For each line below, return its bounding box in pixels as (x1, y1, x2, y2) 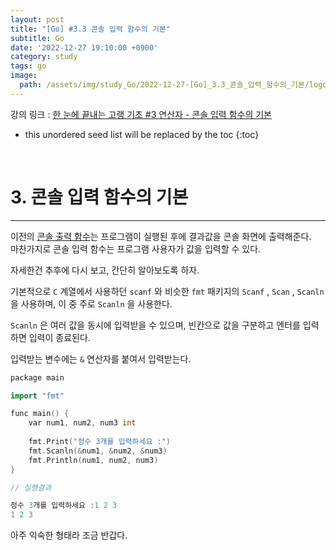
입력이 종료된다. (28, 331, 91, 343)
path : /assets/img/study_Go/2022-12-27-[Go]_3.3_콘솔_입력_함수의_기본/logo (19, 80, 328, 90)
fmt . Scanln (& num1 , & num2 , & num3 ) (28, 446, 168, 456)
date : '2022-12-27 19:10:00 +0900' (10, 42, 159, 53)
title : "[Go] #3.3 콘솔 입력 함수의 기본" (10, 24, 171, 34)
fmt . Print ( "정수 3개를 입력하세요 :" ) (28, 437, 172, 447)
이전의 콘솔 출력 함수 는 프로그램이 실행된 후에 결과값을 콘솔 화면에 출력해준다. (10, 230, 312, 242)
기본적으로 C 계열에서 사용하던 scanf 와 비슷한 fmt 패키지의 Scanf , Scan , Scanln (10, 285, 325, 297)
